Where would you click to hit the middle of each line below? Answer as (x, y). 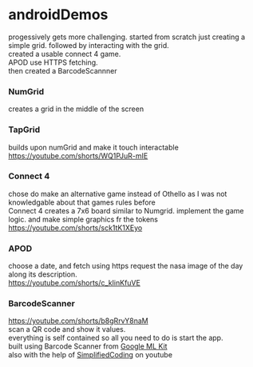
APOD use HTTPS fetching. (53, 62)
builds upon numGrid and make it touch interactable (94, 147)
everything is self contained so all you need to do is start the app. (116, 338)
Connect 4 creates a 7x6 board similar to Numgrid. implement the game (126, 210)
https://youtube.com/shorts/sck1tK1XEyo (75, 227)
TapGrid (24, 130)
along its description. (43, 274)
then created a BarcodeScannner (63, 70)
